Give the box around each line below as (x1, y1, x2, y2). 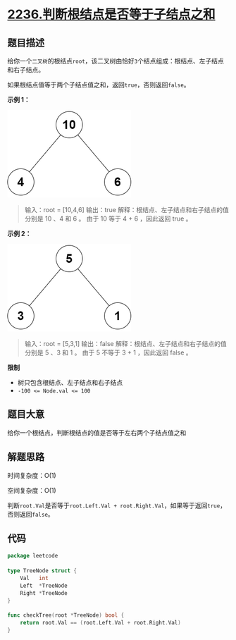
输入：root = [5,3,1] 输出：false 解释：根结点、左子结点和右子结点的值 (24, 340, 227, 347)
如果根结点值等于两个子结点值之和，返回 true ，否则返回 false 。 (7, 80, 190, 89)
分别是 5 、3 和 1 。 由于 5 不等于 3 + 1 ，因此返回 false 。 (24, 348, 192, 357)
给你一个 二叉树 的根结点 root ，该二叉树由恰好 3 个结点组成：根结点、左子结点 (7, 57, 224, 65)
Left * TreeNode (20, 582, 68, 589)
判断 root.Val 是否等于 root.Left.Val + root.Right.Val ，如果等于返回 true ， (7, 501, 227, 510)
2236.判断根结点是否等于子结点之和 (7, 6, 216, 23)
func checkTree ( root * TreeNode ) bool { (7, 612, 125, 619)
